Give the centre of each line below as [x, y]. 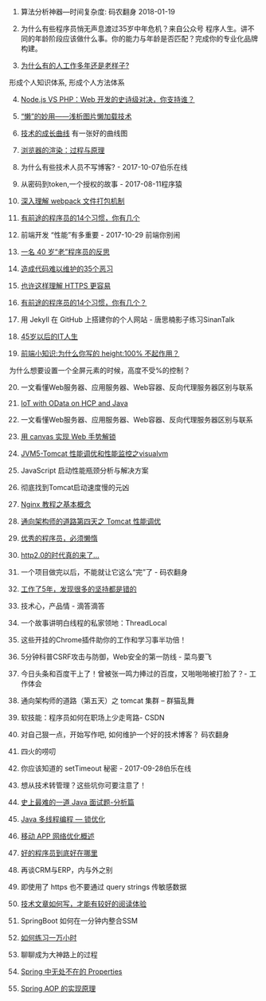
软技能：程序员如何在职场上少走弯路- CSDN [93, 717]
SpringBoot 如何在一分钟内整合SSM [79, 921]
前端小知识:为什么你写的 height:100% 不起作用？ [100, 353]
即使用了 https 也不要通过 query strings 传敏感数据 [104, 887]
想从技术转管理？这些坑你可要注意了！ [83, 785]
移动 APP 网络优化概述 [57, 836]
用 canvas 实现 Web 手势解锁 [68, 436]
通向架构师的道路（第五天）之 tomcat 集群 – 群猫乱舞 [108, 701]
